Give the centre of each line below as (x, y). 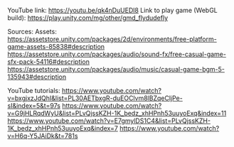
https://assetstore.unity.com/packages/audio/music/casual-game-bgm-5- (116, 69)
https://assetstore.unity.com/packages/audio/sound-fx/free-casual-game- (117, 54)
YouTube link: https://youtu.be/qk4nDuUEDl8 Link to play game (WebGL (113, 10)
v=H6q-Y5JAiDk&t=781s (43, 136)
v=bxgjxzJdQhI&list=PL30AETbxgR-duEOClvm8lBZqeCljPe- (95, 98)
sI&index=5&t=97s (34, 105)
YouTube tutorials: (34, 91)
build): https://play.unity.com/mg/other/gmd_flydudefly (88, 18)
